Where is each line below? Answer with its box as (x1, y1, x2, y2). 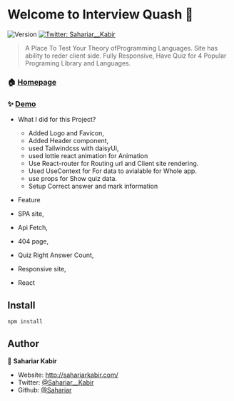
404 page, (17, 237, 49, 246)
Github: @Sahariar (17, 385, 72, 394)
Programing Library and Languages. (24, 58, 131, 67)
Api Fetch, (17, 224, 48, 232)
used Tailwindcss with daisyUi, (28, 144, 119, 152)
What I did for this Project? (17, 115, 96, 124)
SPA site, (17, 209, 44, 218)
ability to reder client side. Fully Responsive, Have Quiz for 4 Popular (24, 51, 227, 60)
